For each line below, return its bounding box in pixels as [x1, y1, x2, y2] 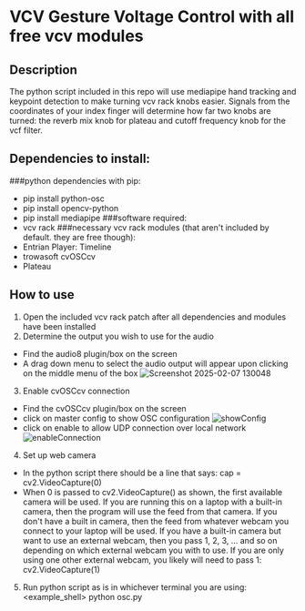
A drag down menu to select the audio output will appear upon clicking [22, 358, 289, 369]
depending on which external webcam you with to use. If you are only [22, 545, 285, 555]
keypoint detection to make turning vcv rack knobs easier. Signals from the [9, 96, 290, 107]
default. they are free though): [22, 231, 137, 242]
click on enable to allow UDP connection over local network [22, 422, 247, 433]
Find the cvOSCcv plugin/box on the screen [22, 402, 187, 413]
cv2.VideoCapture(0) [22, 476, 102, 488]
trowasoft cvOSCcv [22, 250, 96, 261]
